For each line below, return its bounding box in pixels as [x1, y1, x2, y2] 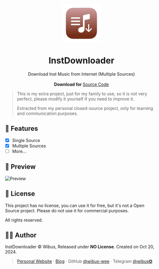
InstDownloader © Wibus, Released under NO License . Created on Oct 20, [5, 244, 155, 250]
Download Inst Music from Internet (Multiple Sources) [28, 71, 135, 77]
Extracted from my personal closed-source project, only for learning [16, 105, 154, 111]
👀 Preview [5, 163, 36, 171]
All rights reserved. [5, 217, 43, 223]
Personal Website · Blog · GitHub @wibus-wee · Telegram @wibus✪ [16, 258, 153, 264]
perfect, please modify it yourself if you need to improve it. [16, 96, 134, 102]
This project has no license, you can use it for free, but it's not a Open [5, 203, 144, 208]
